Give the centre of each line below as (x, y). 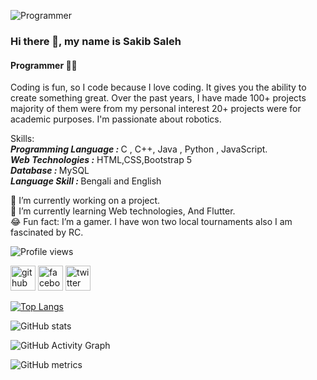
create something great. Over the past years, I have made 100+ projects (158, 98)
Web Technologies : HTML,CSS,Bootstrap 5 (101, 160)
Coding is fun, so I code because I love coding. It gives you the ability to (158, 87)
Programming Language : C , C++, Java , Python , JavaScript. (139, 149)
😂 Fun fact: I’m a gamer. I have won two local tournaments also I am (151, 222)
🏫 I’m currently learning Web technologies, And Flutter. (123, 211)
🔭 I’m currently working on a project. (85, 201)
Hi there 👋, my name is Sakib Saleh (96, 41)
